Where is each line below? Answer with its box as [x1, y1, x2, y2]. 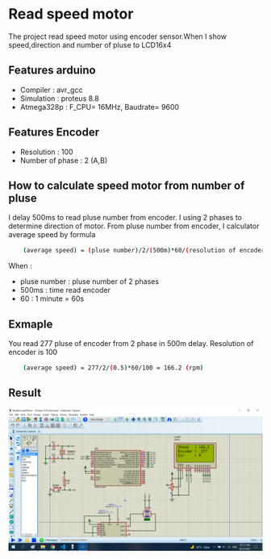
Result [8, 386, 42, 400]
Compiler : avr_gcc [19, 85, 83, 94]
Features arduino [8, 64, 96, 77]
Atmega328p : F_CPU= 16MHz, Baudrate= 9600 [19, 102, 180, 111]
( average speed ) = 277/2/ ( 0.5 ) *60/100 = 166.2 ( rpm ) [23, 364, 204, 372]
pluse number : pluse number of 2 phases [19, 277, 160, 286]
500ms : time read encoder [19, 286, 111, 295]
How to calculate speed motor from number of [8, 178, 245, 192]
